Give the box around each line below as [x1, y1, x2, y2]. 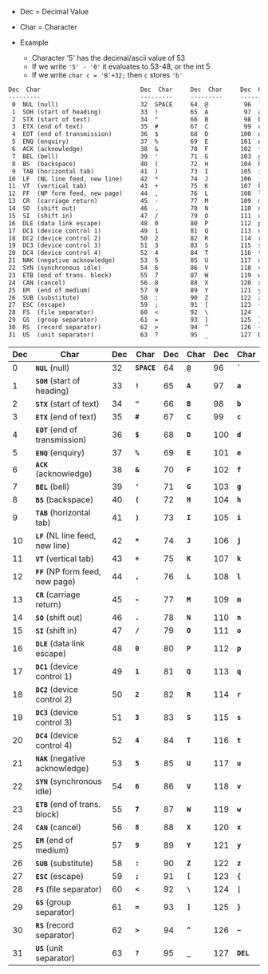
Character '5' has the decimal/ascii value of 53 [31, 54, 186, 62]
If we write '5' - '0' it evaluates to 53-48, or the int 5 [31, 62, 211, 71]
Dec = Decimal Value [19, 7, 89, 16]
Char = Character [19, 22, 77, 31]
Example [19, 38, 49, 47]
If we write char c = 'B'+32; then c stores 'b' [31, 70, 183, 79]
